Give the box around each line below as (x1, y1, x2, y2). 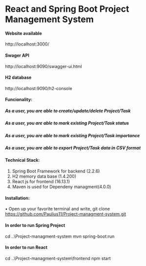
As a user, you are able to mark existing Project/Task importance (5, 132, 140, 138)
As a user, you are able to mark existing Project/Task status (5, 120, 129, 126)
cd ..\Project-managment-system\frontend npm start (5, 255, 111, 261)
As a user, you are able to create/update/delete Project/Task (5, 108, 131, 114)
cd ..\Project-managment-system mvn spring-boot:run (5, 233, 115, 239)
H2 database (5, 74, 32, 80)
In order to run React (5, 244, 48, 250)
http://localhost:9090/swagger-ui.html (5, 63, 82, 69)
